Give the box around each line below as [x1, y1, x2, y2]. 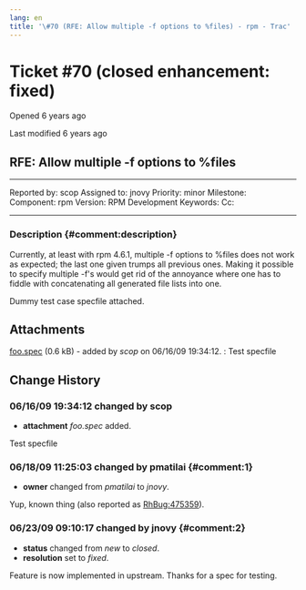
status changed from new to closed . [22, 543, 160, 554]
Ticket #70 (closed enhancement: [9, 61, 270, 82]
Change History [9, 372, 101, 388]
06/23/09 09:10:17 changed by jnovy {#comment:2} [9, 522, 246, 534]
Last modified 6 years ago [9, 128, 107, 139]
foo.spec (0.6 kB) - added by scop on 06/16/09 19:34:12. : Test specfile [9, 346, 277, 357]
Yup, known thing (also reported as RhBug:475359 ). [9, 499, 205, 510]
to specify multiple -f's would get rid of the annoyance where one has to [9, 268, 281, 279]
